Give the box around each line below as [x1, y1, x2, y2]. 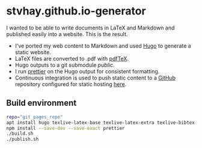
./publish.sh [6, 137, 39, 143]
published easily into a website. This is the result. [6, 30, 128, 37]
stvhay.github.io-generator [6, 4, 146, 18]
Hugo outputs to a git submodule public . [14, 61, 115, 69]
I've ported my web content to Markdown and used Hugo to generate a [14, 42, 191, 49]
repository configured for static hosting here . [14, 80, 127, 88]
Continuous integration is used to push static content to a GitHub [14, 74, 176, 81]
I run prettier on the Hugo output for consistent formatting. [14, 67, 160, 75]
